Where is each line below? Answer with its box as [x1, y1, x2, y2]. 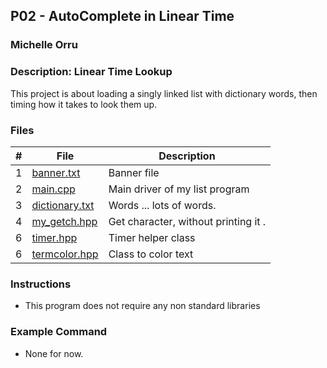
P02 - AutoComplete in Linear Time [10, 8, 235, 25]
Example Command [10, 325, 108, 339]
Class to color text [108, 247, 194, 261]
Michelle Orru [10, 38, 78, 52]
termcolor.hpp [31, 247, 99, 261]
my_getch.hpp [31, 214, 98, 228]
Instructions [10, 277, 72, 291]
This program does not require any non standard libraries [24, 300, 261, 312]
